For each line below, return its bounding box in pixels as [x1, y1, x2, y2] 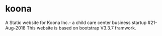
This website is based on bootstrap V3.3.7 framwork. [27, 24, 136, 30]
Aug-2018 [5, 24, 26, 30]
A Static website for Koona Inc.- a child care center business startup [5, 19, 147, 25]
